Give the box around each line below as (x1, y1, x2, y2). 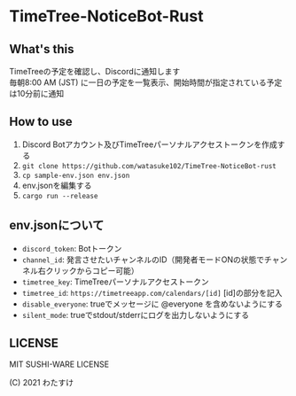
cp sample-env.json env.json (21, 171, 130, 180)
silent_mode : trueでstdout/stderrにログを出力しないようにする (21, 309, 250, 320)
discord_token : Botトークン (21, 243, 122, 253)
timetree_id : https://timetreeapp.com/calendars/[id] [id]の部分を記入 (21, 287, 283, 298)
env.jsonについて (9, 218, 105, 233)
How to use (9, 114, 73, 129)
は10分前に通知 (9, 89, 65, 98)
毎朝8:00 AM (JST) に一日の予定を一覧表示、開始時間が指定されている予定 (9, 77, 283, 88)
